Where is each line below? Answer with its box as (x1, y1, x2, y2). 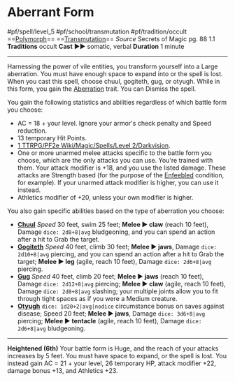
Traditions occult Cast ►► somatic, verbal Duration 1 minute (7, 42, 185, 50)
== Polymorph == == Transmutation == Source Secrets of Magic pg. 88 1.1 (7, 34, 215, 43)
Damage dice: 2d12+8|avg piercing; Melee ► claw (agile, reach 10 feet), (17, 279, 226, 288)
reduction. (17, 126, 48, 135)
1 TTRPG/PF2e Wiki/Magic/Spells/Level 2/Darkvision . (17, 141, 171, 149)
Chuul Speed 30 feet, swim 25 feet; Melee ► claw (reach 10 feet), (17, 220, 208, 228)
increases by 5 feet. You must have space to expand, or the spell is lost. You (7, 351, 227, 360)
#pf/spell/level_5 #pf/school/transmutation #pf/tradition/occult (7, 27, 187, 36)
